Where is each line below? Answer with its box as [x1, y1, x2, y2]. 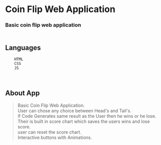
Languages [5, 43, 41, 52]
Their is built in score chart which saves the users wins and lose [17, 118, 150, 124]
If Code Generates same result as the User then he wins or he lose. [17, 113, 156, 119]
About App [5, 89, 40, 98]
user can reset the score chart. [17, 129, 82, 135]
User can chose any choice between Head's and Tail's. [17, 107, 132, 114]
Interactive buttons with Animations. [17, 134, 92, 140]
